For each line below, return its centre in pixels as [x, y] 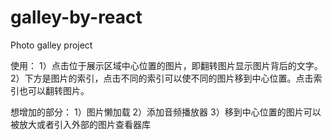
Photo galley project [51, 45]
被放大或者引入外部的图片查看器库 [80, 124]
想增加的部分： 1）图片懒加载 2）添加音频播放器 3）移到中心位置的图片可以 [166, 112]
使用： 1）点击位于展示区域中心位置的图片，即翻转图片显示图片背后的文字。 [166, 65]
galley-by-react [76, 17]
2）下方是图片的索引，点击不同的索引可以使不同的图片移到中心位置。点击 [162, 78]
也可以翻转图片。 [54, 90]
